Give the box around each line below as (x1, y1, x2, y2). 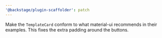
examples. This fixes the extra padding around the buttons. (5, 26, 129, 33)
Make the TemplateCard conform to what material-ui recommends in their (5, 21, 157, 27)
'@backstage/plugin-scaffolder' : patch (5, 7, 90, 13)
